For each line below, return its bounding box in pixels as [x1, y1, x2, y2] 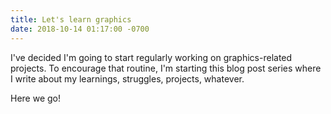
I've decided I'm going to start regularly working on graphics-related [10, 51, 293, 63]
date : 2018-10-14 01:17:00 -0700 [10, 24, 150, 34]
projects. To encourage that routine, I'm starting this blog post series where [10, 62, 322, 74]
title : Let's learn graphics [10, 14, 132, 25]
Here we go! [10, 92, 62, 104]
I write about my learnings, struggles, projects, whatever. [10, 72, 245, 85]
